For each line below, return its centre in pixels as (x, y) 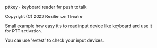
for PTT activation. (24, 31)
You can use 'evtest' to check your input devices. (55, 40)
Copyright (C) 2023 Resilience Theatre (44, 16)
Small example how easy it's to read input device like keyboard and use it (78, 26)
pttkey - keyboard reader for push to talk (46, 7)
